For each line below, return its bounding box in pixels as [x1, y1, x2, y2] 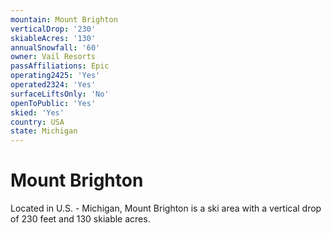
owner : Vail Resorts [10, 52, 97, 62]
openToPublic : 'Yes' [10, 98, 97, 108]
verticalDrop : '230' [10, 24, 97, 34]
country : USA [10, 117, 65, 127]
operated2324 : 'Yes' [10, 80, 97, 90]
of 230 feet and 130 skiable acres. [10, 213, 151, 225]
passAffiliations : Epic [10, 61, 110, 71]
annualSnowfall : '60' [10, 42, 101, 53]
